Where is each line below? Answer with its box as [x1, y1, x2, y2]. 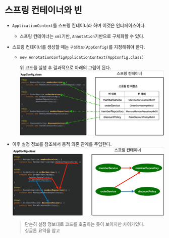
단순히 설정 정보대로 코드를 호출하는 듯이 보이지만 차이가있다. [24, 221, 145, 227]
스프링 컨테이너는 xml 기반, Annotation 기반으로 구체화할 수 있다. [19, 33, 145, 39]
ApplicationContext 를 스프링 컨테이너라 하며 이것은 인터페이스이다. [12, 22, 146, 28]
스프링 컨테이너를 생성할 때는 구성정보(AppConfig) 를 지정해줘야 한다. [12, 44, 145, 50]
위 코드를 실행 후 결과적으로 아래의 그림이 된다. [19, 64, 111, 70]
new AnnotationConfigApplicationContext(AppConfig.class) [19, 55, 144, 60]
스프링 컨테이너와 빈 [5, 5, 83, 16]
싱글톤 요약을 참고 [24, 227, 60, 233]
